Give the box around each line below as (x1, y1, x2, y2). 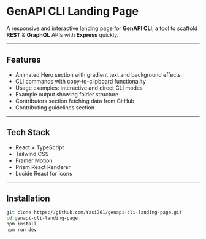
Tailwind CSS (15, 150, 49, 157)
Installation (6, 193, 50, 203)
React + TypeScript (15, 143, 64, 151)
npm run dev (6, 227, 37, 233)
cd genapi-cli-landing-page (6, 215, 78, 222)
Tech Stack (6, 127, 50, 138)
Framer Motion (15, 157, 53, 164)
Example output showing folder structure (15, 90, 119, 98)
